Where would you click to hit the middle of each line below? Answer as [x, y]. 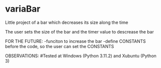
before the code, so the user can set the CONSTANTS [60, 46]
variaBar [23, 9]
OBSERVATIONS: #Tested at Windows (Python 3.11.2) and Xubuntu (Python [81, 56]
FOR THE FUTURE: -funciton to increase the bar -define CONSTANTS [76, 41]
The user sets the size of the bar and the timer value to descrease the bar [80, 32]
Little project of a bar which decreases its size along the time [67, 22]
